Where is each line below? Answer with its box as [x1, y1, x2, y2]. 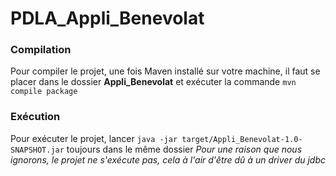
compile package [10, 87, 78, 97]
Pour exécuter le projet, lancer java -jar [10, 132, 178, 144]
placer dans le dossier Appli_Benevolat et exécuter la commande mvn [10, 76, 297, 88]
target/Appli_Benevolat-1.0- [181, 134, 303, 144]
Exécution [10, 110, 61, 124]
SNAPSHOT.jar [10, 145, 65, 155]
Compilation [10, 43, 72, 57]
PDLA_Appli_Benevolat [10, 7, 205, 30]
